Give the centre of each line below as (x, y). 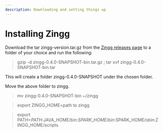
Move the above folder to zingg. (37, 86)
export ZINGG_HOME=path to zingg (53, 105)
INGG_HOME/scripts (38, 125)
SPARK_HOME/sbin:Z (137, 120)
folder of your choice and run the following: (49, 52)
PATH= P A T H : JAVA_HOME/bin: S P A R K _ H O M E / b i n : (66, 120)
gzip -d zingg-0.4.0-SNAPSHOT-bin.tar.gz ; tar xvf (68, 62)
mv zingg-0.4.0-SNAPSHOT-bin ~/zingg (58, 95)
